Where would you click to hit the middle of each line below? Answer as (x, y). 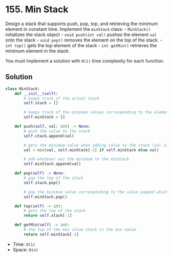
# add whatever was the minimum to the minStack (77, 159)
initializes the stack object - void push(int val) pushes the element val (81, 34)
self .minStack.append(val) (52, 164)
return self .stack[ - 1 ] (48, 216)
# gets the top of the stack (55, 211)
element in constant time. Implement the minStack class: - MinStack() (78, 29)
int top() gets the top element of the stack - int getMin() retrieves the (81, 45)
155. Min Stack (37, 9)
